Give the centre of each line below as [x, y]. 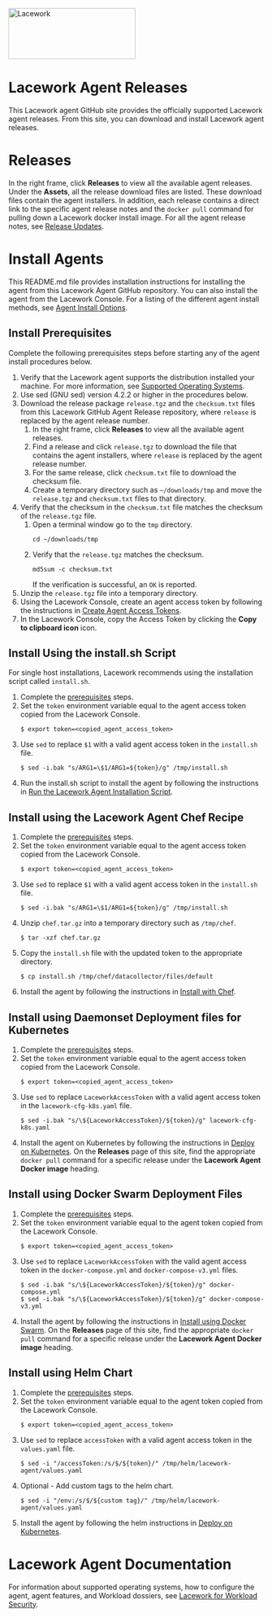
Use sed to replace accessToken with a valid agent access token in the [136, 1440]
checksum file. [57, 481]
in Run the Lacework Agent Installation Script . [96, 792]
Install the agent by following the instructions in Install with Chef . [128, 992]
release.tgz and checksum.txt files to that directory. [119, 498]
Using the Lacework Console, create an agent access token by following [141, 602]
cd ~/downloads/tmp [65, 539]
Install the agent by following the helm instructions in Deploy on [126, 1523]
